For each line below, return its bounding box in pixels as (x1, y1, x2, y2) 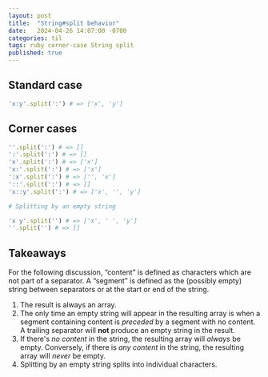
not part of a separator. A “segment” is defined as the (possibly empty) (8, 276, 242, 286)
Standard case (8, 78, 82, 92)
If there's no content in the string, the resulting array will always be (19, 334, 242, 344)
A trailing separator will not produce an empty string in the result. (19, 326, 236, 335)
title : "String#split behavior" (8, 19, 120, 27)
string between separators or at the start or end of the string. (8, 285, 210, 295)
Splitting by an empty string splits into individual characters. (19, 359, 218, 369)
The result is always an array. (19, 300, 118, 310)
